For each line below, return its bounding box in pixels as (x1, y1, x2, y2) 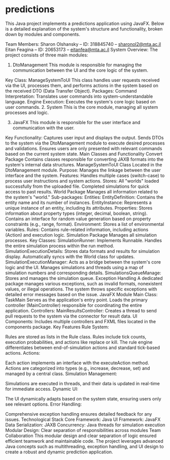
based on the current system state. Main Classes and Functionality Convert (5, 151, 163, 157)
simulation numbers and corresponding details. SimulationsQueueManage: (5, 270, 161, 276)
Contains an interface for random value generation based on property (5, 215, 151, 222)
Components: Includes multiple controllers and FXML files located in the (5, 318, 156, 324)
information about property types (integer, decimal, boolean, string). (5, 210, 148, 216)
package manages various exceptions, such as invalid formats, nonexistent (5, 280, 162, 286)
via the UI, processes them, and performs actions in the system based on (5, 82, 159, 89)
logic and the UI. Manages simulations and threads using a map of (5, 264, 144, 270)
